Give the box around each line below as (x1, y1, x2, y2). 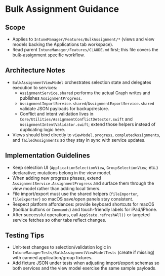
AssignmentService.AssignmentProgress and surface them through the (12, 180, 154, 186)
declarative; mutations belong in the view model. (12, 169, 112, 176)
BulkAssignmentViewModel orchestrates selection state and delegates (12, 79, 152, 85)
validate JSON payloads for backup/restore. (19, 105, 110, 112)
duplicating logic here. (19, 126, 65, 132)
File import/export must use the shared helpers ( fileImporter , (12, 191, 139, 197)
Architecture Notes (5, 66, 66, 75)
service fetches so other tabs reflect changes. (12, 217, 107, 223)
